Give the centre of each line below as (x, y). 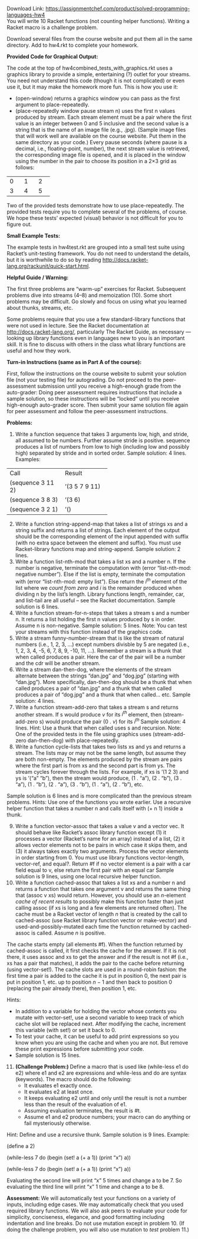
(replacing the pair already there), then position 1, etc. (72, 988)
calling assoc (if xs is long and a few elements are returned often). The (101, 907)
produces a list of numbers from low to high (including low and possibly (102, 447)
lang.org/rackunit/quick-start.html (48, 266)
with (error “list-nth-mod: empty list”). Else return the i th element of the (101, 581)
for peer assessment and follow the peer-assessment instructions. (87, 411)
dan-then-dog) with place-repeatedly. (74, 740)
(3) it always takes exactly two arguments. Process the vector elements (102, 851)
